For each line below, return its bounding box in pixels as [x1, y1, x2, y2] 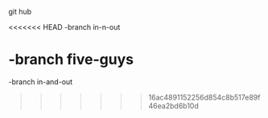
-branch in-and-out [8, 76, 73, 87]
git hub [8, 7, 32, 16]
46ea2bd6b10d [148, 100, 200, 111]
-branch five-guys [8, 51, 134, 69]
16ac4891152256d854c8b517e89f [148, 92, 261, 102]
